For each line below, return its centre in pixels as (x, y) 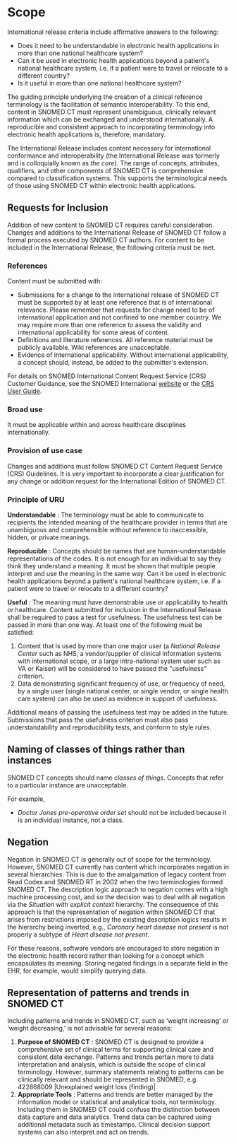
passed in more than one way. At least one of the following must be (105, 625)
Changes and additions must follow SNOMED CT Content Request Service (115, 466)
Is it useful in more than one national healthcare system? (99, 83)
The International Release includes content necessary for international (109, 148)
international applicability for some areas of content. (93, 332)
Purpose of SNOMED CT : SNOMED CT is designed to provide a (111, 1042)
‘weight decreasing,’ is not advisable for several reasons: (90, 1028)
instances (30, 761)
